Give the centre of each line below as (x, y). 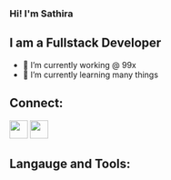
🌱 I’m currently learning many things (91, 75)
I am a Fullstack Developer (85, 43)
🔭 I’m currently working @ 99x (79, 65)
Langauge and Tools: (70, 163)
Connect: (36, 103)
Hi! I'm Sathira (41, 14)
